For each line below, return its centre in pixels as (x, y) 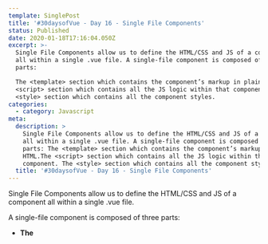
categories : (28, 104)
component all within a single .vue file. (71, 202)
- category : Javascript (55, 112)
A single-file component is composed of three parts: (95, 218)
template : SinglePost (44, 16)
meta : (17, 119)
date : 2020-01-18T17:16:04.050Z (62, 38)
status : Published (39, 30)
